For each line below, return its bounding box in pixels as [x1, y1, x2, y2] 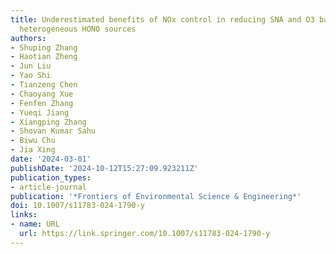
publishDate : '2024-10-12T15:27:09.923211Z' [10, 163, 199, 173]
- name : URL [10, 219, 60, 230]
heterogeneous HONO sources [19, 24, 137, 34]
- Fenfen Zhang [10, 98, 74, 108]
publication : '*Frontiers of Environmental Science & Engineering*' [10, 191, 302, 201]
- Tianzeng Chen [10, 80, 78, 90]
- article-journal [10, 182, 87, 192]
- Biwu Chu [10, 136, 56, 146]
